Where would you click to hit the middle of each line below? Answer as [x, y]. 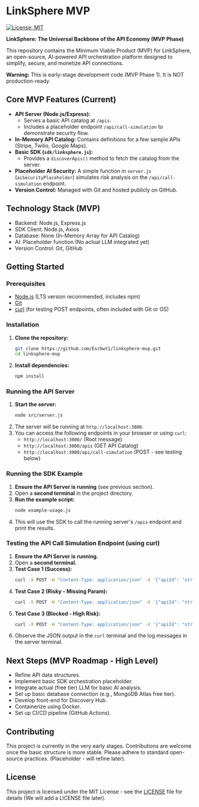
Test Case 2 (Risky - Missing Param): [61, 591]
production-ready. [28, 81]
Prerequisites [26, 284]
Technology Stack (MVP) [53, 208]
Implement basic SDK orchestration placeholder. [74, 682]
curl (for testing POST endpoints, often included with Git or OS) [92, 309]
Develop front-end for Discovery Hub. [61, 701]
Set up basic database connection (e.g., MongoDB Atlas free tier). [95, 694]
